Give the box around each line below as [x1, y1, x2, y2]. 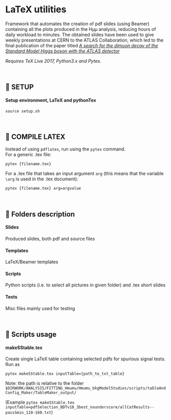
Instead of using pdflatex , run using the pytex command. [5, 146, 126, 152]
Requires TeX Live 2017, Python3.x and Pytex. [5, 58, 101, 64]
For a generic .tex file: [5, 152, 52, 158]
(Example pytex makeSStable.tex [5, 399, 75, 406]
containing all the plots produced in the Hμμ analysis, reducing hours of [5, 26, 156, 32]
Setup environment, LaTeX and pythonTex [5, 97, 96, 103]
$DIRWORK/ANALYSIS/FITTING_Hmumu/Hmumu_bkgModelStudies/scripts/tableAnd [5, 386, 166, 391]
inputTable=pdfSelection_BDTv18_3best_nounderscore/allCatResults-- [5, 405, 155, 410]
